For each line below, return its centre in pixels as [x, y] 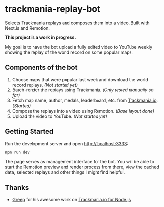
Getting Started [29, 132]
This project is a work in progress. [41, 37]
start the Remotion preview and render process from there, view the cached [82, 167]
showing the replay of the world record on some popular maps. [69, 52]
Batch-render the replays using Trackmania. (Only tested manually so [83, 90]
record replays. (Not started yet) [45, 85]
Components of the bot [41, 68]
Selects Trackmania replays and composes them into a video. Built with [77, 23]
